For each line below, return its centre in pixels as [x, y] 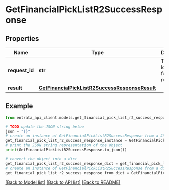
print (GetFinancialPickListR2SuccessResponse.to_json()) [66, 150]
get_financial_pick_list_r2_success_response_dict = [62, 164]
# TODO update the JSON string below [45, 127]
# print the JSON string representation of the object [64, 145]
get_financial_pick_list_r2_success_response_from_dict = [67, 173]
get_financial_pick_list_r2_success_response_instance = [66, 141]
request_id [21, 70]
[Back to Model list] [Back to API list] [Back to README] [63, 182]
